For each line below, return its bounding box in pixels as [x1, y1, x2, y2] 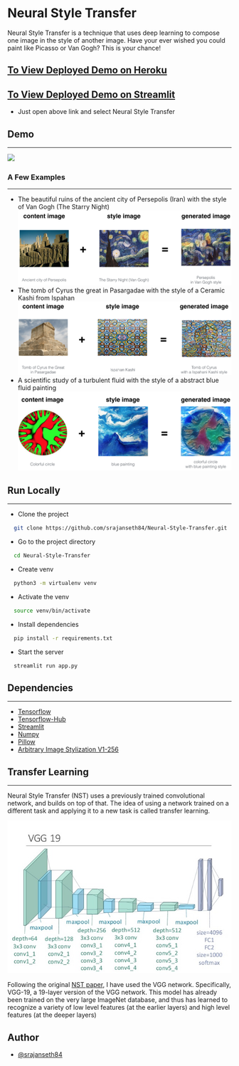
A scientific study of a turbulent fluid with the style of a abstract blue [17, 376, 219, 385]
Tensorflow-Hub [17, 715, 66, 724]
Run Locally [7, 484, 60, 496]
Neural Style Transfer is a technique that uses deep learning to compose [7, 28, 221, 37]
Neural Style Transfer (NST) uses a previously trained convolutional [7, 791, 205, 800]
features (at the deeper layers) [7, 1010, 97, 1019]
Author [7, 1031, 39, 1043]
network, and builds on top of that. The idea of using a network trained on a [7, 799, 229, 808]
